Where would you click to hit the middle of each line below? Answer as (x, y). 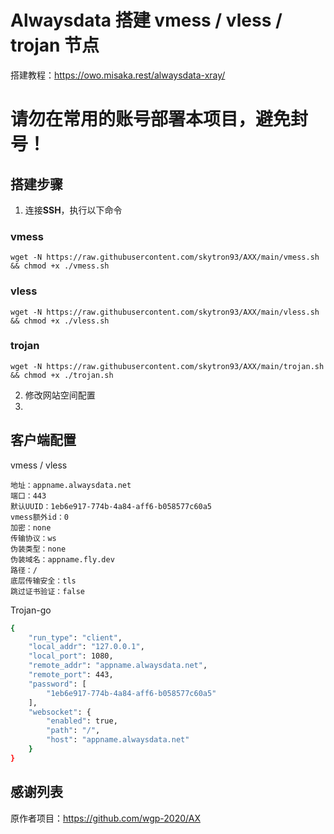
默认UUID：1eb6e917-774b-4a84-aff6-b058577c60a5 (111, 506)
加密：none (31, 527)
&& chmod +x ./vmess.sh (60, 266)
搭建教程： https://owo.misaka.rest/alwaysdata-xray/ (118, 75)
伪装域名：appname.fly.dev (62, 559)
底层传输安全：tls (43, 581)
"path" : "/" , (73, 731)
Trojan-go (31, 610)
